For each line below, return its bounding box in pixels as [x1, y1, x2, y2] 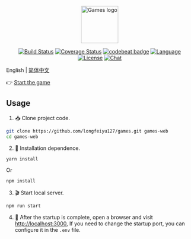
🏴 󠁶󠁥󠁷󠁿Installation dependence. [14, 144, 81, 152]
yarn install [6, 156, 39, 162]
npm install [6, 178, 36, 184]
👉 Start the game [6, 79, 50, 86]
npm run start [6, 203, 42, 209]
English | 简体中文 [6, 67, 50, 74]
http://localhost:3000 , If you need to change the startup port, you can [14, 220, 185, 227]
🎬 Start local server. [14, 189, 64, 196]
